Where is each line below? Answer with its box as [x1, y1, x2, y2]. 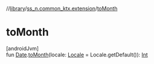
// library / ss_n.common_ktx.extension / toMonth [6, 5, 118, 12]
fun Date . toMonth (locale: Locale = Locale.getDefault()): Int [6, 51, 148, 58]
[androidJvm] [6, 45, 39, 52]
